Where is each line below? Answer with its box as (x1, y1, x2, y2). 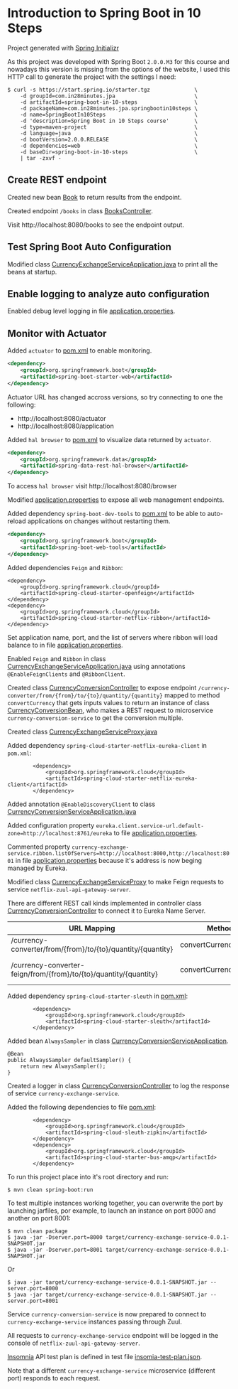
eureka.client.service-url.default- (96, 822, 204, 830)
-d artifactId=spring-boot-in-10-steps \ (20, 98, 198, 106)
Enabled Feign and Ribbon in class (7, 654, 106, 663)
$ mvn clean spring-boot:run (7, 1186, 93, 1194)
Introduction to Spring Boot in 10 (7, 5, 202, 21)
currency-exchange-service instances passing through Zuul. (7, 1317, 182, 1326)
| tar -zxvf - (20, 154, 62, 161)
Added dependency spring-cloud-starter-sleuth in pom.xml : (7, 992, 188, 1000)
